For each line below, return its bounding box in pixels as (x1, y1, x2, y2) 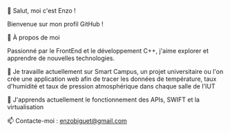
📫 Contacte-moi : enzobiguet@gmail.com (7, 117, 128, 124)
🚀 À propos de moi (7, 33, 60, 41)
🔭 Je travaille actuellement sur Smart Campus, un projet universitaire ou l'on (7, 68, 224, 75)
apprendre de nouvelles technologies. (7, 54, 115, 62)
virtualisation (7, 103, 44, 111)
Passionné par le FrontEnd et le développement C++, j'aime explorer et (7, 47, 209, 55)
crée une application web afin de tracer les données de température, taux (7, 75, 217, 83)
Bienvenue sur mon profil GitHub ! (7, 20, 104, 28)
